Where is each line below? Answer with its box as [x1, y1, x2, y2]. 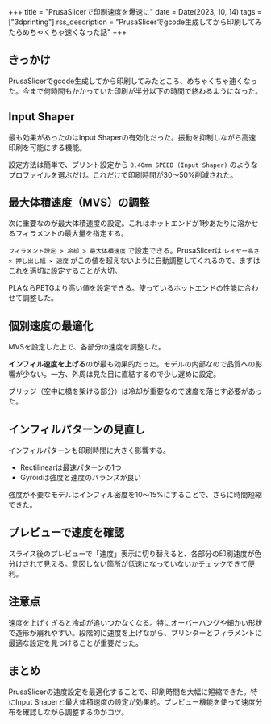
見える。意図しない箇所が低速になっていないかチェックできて [43, 559, 248, 568]
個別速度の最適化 [8, 319, 94, 333]
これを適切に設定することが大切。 [8, 266, 122, 276]
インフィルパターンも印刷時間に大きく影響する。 [8, 446, 171, 455]
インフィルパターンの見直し [8, 422, 145, 436]
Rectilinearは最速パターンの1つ [19, 462, 123, 472]
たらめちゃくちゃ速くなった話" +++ [8, 27, 127, 36]
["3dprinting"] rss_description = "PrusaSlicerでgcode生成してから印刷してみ [8, 17, 262, 27]
